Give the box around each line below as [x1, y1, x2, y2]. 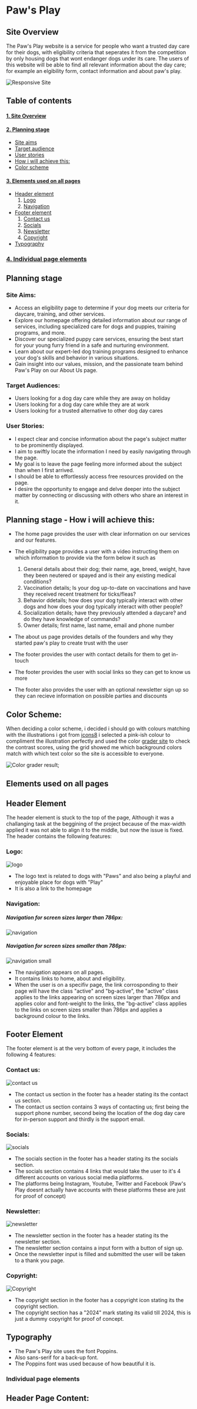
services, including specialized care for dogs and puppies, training [14, 323, 176, 330]
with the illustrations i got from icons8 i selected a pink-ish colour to [6, 732, 171, 739]
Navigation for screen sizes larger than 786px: [6, 914, 123, 921]
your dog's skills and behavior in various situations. [14, 354, 139, 361]
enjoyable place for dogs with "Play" [14, 879, 103, 886]
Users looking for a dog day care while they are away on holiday [14, 395, 171, 402]
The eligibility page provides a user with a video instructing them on [14, 548, 179, 555]
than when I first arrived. [14, 466, 75, 473]
